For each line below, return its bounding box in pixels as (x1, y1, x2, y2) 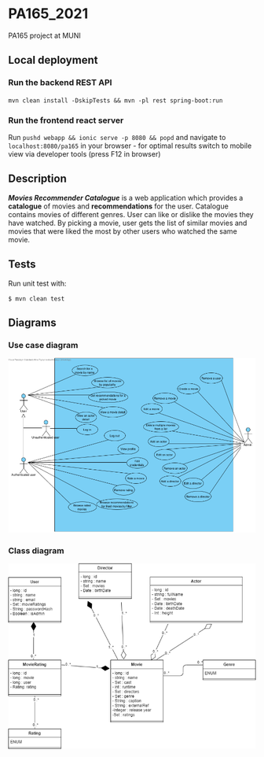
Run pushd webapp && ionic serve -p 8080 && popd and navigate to (8, 132, 226, 142)
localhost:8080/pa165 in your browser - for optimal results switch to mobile (8, 141, 252, 150)
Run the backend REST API (8, 77, 112, 88)
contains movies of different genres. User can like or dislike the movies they (8, 209, 254, 219)
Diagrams (8, 316, 57, 329)
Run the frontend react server (8, 115, 124, 126)
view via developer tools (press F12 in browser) (8, 149, 161, 158)
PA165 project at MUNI (8, 31, 81, 40)
